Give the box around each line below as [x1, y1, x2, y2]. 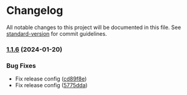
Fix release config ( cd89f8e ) [15, 75, 87, 82]
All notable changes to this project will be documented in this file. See [6, 24, 182, 31]
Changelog [6, 4, 63, 18]
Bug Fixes [6, 61, 37, 70]
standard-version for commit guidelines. [6, 30, 107, 37]
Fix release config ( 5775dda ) [15, 82, 88, 89]
